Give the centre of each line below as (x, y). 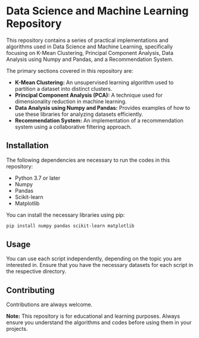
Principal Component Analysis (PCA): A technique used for (88, 95)
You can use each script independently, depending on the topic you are (94, 259)
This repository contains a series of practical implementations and (87, 40)
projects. (17, 329)
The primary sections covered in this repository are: (70, 70)
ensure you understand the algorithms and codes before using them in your (99, 322)
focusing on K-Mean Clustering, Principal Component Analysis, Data (90, 53)
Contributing (30, 290)
